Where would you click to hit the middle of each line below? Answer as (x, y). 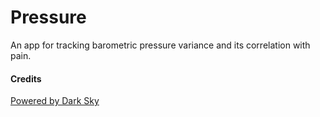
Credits (26, 78)
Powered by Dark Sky (55, 101)
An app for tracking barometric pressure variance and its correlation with (160, 45)
